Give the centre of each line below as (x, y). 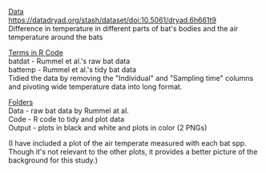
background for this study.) (53, 160)
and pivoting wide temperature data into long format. (95, 86)
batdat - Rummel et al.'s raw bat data (69, 61)
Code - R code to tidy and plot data (66, 119)
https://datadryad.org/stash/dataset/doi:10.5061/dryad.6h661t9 (113, 20)
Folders (21, 102)
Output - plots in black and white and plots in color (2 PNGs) (108, 128)
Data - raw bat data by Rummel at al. (69, 111)
